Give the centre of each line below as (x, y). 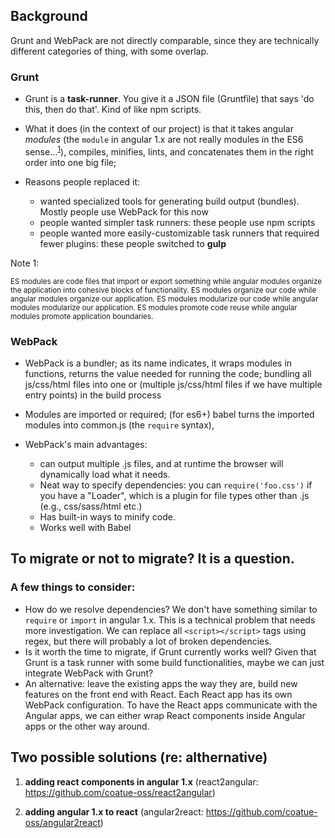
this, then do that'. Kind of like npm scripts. (113, 110)
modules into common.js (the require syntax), (119, 425)
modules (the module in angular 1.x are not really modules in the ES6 (164, 140)
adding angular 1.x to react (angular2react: (114, 811)
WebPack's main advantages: (86, 445)
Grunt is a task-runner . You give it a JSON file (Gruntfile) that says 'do (169, 99)
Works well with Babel (85, 528)
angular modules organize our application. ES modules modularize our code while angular (164, 299)
